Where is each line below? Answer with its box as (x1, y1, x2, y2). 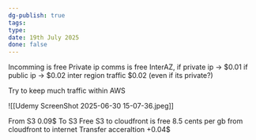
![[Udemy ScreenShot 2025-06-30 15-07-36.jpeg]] (8, 101, 174, 111)
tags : (8, 19, 26, 27)
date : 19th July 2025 (8, 33, 80, 42)
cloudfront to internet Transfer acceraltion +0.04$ (8, 125, 171, 134)
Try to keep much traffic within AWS (8, 86, 126, 95)
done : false (8, 41, 47, 49)
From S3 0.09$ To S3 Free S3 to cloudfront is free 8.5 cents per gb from (8, 116, 243, 126)
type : (8, 26, 26, 34)
